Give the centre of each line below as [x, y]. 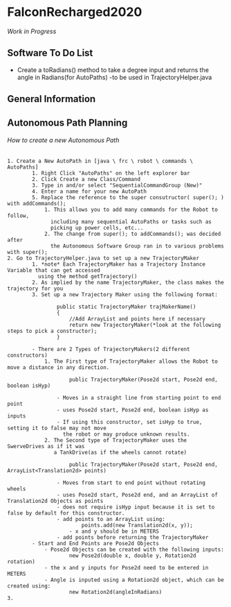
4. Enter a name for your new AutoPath [90, 191]
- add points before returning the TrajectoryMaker [132, 537]
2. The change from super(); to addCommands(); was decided [132, 234]
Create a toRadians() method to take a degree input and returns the [113, 69]
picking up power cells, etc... [97, 228]
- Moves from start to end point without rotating [131, 483]
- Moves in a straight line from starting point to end [139, 397]
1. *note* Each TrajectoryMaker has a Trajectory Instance [119, 264]
